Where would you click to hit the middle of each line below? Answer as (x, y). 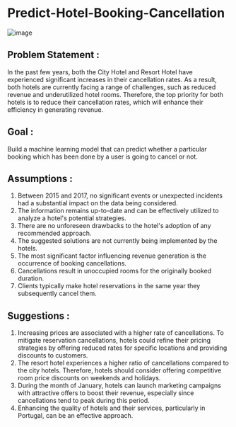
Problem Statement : (54, 55)
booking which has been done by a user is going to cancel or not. (102, 156)
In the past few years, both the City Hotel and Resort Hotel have (100, 72)
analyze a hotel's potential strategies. (72, 218)
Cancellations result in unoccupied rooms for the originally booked (114, 271)
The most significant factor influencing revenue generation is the (112, 256)
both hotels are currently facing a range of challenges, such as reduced (112, 87)
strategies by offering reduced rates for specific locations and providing (122, 348)
